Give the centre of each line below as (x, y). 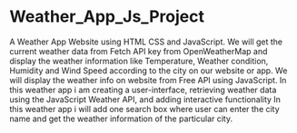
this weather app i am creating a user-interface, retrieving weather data (143, 90)
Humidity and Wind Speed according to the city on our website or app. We (148, 71)
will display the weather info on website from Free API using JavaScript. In (148, 80)
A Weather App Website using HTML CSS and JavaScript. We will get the (146, 42)
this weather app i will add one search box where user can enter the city (144, 109)
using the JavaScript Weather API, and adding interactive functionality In (145, 99)
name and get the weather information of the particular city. (121, 119)
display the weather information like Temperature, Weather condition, (139, 61)
